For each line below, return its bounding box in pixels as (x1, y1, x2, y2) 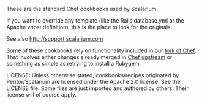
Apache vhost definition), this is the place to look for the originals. (6, 24, 173, 30)
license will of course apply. (6, 91, 77, 98)
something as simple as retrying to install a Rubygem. (6, 60, 141, 67)
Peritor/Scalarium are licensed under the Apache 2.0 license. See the (6, 78, 181, 85)
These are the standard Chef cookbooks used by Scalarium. (6, 5, 158, 12)
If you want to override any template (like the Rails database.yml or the (6, 17, 185, 24)
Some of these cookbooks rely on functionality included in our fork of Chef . (6, 47, 197, 54)
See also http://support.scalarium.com (6, 35, 103, 42)
